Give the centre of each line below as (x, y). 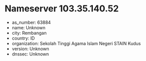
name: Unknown (29, 27)
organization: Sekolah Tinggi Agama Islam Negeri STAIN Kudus (76, 43)
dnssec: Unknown (30, 54)
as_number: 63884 (31, 22)
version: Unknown (30, 49)
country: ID (23, 38)
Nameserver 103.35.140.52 (62, 9)
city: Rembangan (29, 33)
